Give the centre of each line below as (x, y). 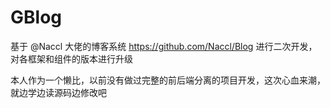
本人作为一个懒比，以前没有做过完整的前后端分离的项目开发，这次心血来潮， (168, 80)
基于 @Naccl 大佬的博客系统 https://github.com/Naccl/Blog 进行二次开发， (164, 46)
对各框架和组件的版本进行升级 (71, 58)
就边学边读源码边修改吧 (58, 92)
